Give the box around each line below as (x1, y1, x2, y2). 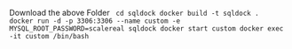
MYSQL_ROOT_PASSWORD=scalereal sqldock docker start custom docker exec (9, 24, 284, 33)
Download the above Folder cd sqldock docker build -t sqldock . (9, 8, 259, 17)
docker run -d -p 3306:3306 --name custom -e (9, 17, 180, 25)
